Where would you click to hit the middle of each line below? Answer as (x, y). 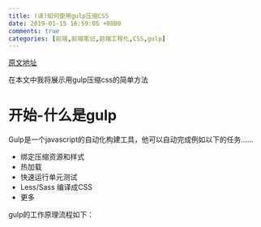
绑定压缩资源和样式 (52, 157)
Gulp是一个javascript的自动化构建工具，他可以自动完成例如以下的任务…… (131, 139)
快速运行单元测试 (49, 177)
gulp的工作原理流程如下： (51, 215)
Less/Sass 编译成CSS (56, 187)
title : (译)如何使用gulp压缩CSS (59, 16)
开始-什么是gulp (63, 116)
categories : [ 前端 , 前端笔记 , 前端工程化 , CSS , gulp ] (87, 39)
